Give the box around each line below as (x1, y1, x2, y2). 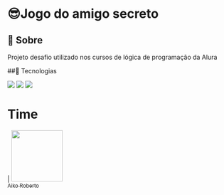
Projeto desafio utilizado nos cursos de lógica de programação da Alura (7, 53, 218, 61)
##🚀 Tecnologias (7, 67, 57, 75)
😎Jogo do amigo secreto (7, 6, 159, 22)
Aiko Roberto (7, 182, 39, 189)
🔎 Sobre (7, 34, 43, 46)
